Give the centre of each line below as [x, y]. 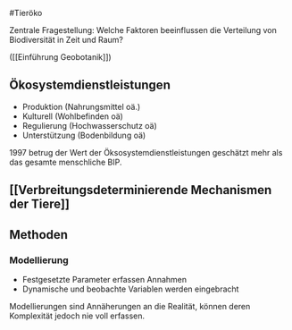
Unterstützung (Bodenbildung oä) [84, 135]
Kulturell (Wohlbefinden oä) [72, 116]
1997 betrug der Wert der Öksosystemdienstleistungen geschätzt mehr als [146, 152]
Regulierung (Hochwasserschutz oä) [90, 125]
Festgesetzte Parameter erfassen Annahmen [104, 279]
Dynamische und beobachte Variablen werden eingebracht [130, 289]
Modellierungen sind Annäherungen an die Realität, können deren [130, 306]
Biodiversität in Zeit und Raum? [66, 40]
